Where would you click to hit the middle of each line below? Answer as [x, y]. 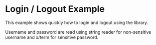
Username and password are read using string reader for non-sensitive [78, 32]
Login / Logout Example [55, 9]
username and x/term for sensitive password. [52, 37]
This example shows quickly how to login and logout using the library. [77, 22]
